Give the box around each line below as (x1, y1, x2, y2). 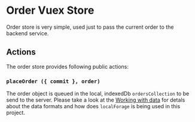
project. (6, 109, 26, 117)
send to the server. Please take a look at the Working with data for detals (6, 96, 185, 103)
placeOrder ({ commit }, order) (6, 78, 100, 84)
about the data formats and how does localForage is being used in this (6, 103, 181, 110)
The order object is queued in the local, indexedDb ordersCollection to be (6, 90, 190, 97)
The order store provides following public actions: (6, 63, 129, 70)
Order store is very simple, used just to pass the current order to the (6, 23, 174, 30)
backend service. (6, 29, 49, 36)
